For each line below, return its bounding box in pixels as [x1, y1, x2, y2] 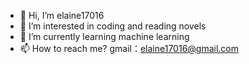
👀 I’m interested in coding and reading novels [19, 20, 207, 32]
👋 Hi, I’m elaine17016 [19, 10, 105, 21]
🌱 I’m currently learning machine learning [19, 31, 190, 42]
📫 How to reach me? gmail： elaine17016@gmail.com [19, 43, 240, 54]
